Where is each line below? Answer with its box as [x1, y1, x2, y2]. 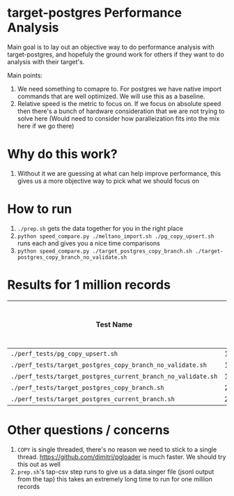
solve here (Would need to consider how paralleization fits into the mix [17, 114, 220, 123]
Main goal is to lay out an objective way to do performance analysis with [7, 43, 214, 51]
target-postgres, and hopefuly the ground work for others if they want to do [7, 50, 224, 59]
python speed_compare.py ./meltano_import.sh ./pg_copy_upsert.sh [17, 232, 214, 240]
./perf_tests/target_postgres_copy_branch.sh [10, 384, 164, 391]
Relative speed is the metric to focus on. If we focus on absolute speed [17, 99, 221, 107]
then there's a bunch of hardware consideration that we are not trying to [17, 107, 225, 115]
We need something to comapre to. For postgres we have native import [17, 84, 221, 93]
